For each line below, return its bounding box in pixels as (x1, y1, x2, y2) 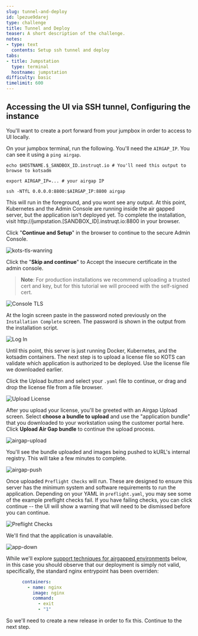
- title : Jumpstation (6, 58, 60, 64)
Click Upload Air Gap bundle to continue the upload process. (6, 425, 155, 432)
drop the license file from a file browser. (6, 383, 103, 390)
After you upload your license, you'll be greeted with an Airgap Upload (6, 406, 177, 414)
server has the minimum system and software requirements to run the (6, 483, 176, 491)
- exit (37, 601, 54, 607)
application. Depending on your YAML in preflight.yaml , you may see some (6, 490, 191, 497)
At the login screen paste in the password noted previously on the (6, 311, 167, 318)
